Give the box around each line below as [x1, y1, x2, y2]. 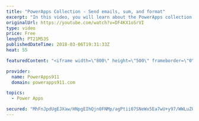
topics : [6, 90, 25, 96]
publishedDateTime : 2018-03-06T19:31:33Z [6, 42, 110, 48]
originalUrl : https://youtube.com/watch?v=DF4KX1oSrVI [6, 19, 145, 25]
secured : [6, 106, 28, 112]
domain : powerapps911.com [11, 79, 76, 86]
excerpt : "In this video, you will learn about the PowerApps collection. [6, 14, 195, 20]
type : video [6, 25, 36, 31]
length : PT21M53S [6, 36, 49, 42]
